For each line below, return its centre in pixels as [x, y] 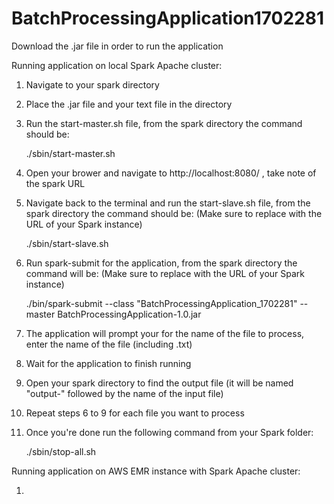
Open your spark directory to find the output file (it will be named [159, 383]
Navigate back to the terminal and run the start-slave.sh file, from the [168, 203]
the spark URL [55, 183]
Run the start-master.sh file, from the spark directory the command [164, 123]
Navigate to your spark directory [92, 84]
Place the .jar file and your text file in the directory [129, 104]
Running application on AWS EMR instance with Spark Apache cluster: [156, 471]
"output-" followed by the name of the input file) [124, 393]
